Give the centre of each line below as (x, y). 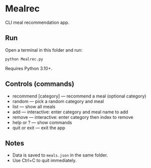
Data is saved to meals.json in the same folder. (60, 155)
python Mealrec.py (24, 59)
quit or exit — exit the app (39, 128)
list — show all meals (34, 106)
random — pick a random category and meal (58, 101)
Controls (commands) (40, 84)
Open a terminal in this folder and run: (44, 50)
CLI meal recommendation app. (37, 22)
